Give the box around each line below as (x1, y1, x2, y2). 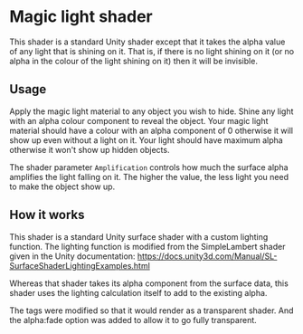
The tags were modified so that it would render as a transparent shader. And (9, 305, 294, 316)
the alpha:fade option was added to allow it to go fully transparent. (9, 314, 258, 325)
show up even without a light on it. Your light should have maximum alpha (9, 134, 283, 146)
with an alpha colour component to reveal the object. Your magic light (9, 115, 269, 126)
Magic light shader (9, 6, 154, 27)
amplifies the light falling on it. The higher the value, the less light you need (9, 171, 289, 182)
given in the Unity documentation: (9, 251, 136, 262)
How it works (9, 207, 85, 223)
